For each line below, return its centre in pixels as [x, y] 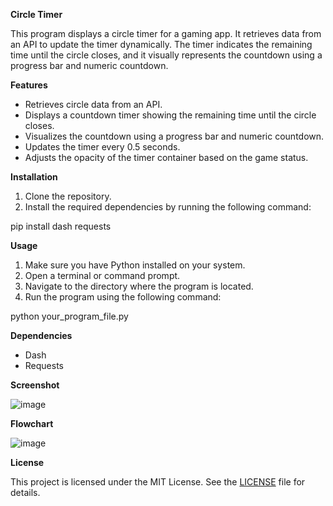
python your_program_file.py [69, 316]
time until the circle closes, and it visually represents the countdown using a [166, 55]
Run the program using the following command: [123, 297]
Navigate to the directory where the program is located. [139, 286]
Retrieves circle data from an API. [93, 104]
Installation [34, 177]
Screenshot [35, 385]
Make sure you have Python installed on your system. [135, 265]
